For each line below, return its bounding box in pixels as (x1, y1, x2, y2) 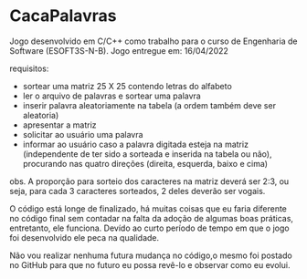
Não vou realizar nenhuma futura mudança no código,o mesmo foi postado (9, 250, 292, 261)
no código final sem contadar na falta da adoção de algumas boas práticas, (9, 212, 294, 223)
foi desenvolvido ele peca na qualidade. (9, 232, 160, 243)
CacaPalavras (9, 5, 117, 26)
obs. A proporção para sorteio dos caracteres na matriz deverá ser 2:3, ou (9, 175, 290, 187)
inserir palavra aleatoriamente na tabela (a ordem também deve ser (22, 99, 277, 110)
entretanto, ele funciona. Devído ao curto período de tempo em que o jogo (9, 222, 290, 233)
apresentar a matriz (22, 119, 98, 130)
